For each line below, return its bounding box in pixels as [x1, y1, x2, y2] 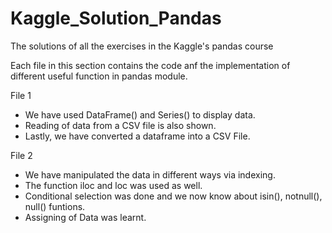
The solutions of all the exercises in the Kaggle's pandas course [10, 40, 274, 52]
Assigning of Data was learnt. [24, 211, 147, 223]
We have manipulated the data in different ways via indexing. [24, 168, 276, 181]
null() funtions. [24, 200, 86, 212]
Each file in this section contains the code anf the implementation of [10, 59, 291, 71]
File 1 [10, 89, 32, 101]
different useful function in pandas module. [10, 70, 188, 82]
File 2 [10, 149, 33, 161]
